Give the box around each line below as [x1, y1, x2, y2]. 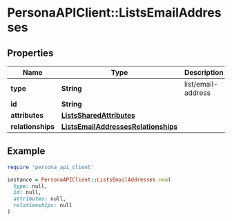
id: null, [13, 189, 41, 196]
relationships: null [13, 202, 72, 209]
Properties [7, 47, 54, 59]
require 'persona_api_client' [7, 163, 95, 170]
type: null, [13, 182, 48, 190]
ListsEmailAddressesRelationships [61, 122, 178, 131]
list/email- [184, 80, 219, 89]
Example [7, 145, 46, 157]
